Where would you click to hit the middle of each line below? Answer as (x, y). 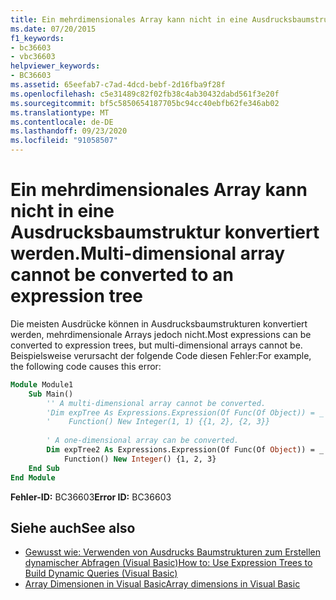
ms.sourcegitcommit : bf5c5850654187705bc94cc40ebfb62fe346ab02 (145, 103)
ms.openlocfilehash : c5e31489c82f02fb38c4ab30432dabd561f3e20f (145, 94)
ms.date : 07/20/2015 (53, 29)
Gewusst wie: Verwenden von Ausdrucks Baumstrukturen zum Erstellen (173, 552)
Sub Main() (51, 394)
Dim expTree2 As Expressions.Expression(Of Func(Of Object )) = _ (185, 450)
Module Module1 (42, 384)
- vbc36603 (33, 57)
